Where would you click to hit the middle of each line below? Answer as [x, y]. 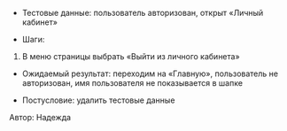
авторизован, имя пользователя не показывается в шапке [132, 83]
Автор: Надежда [40, 117]
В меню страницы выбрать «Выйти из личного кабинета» [131, 56]
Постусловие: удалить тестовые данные [98, 100]
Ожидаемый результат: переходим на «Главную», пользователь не [150, 73]
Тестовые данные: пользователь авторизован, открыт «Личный [143, 13]
